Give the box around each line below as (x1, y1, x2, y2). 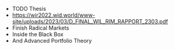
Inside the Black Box (12, 31, 64, 38)
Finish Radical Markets (12, 24, 70, 31)
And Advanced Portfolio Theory (12, 37, 92, 44)
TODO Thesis (12, 5, 46, 12)
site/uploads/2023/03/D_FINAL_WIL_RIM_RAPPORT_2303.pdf (12, 18, 169, 25)
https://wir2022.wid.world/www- (12, 11, 96, 19)
